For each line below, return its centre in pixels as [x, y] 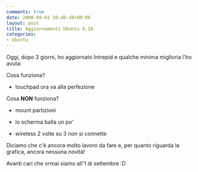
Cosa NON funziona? [33, 98]
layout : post [23, 23]
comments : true [25, 12]
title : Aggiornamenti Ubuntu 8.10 [50, 29]
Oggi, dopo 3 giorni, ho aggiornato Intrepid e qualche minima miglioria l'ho [99, 57]
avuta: [14, 63]
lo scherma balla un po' [44, 122]
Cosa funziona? [26, 75]
